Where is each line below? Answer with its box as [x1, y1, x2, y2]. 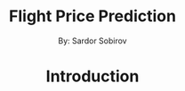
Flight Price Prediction [8, 6, 177, 27]
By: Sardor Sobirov [58, 35, 127, 46]
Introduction [45, 66, 140, 87]
